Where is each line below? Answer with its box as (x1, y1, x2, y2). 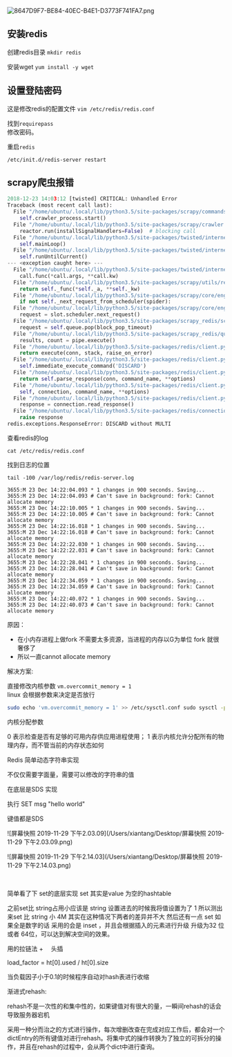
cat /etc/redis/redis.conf (7, 447, 85, 454)
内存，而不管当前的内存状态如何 (12, 740, 104, 749)
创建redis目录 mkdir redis (7, 48, 81, 56)
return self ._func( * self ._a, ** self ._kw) (19, 286, 140, 292)
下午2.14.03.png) (23, 861, 71, 869)
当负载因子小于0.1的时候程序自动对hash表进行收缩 (7, 972, 150, 981)
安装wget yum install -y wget (7, 62, 95, 71)
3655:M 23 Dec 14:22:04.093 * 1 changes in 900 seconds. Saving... (7, 486, 206, 494)
